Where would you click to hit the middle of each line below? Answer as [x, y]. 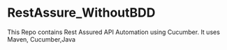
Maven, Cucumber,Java [41, 39]
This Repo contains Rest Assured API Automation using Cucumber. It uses [113, 32]
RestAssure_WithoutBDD [81, 13]
